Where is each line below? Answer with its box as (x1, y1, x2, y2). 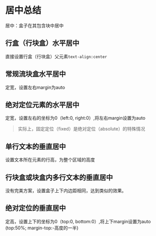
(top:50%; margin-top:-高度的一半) (5, 225, 79, 231)
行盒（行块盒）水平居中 (5, 39, 79, 47)
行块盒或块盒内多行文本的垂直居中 (5, 173, 113, 181)
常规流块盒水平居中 (5, 70, 66, 78)
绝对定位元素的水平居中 (5, 100, 79, 109)
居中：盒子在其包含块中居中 (5, 22, 64, 29)
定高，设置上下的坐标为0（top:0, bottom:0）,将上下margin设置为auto (5, 218, 151, 224)
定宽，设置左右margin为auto (5, 84, 65, 90)
